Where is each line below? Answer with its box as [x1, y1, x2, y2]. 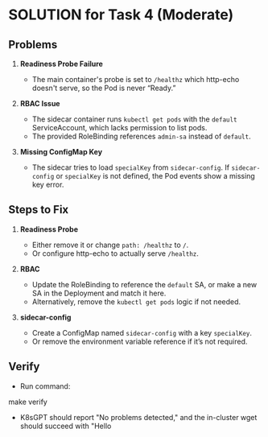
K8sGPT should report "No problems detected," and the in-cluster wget [19, 412, 258, 422]
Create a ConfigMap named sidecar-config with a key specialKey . [31, 328, 252, 337]
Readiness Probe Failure [19, 59, 103, 68]
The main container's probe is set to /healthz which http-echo [31, 75, 240, 84]
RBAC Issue [19, 99, 60, 108]
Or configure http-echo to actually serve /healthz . [31, 248, 200, 258]
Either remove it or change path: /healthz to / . [31, 240, 189, 249]
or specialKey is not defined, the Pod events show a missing [56, 171, 255, 180]
